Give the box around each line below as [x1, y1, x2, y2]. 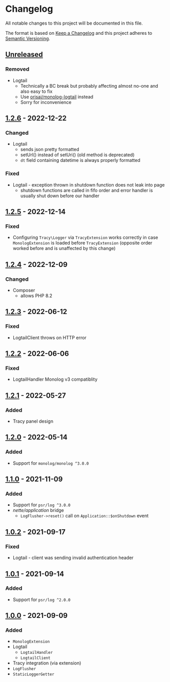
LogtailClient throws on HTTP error [12, 334, 87, 341]
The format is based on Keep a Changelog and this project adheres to [5, 30, 153, 36]
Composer [12, 287, 35, 293]
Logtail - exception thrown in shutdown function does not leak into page [12, 181, 165, 188]
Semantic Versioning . [5, 35, 50, 42]
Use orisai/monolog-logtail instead [20, 93, 94, 100]
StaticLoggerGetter [12, 672, 55, 677]
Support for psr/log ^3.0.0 [12, 502, 71, 508]
